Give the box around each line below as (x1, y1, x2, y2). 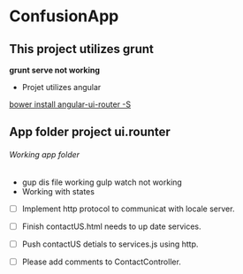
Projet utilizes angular (21, 82, 102, 92)
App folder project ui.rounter (9, 125, 171, 140)
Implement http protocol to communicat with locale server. (21, 203, 235, 214)
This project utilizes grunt (9, 42, 155, 57)
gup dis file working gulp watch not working (21, 177, 183, 187)
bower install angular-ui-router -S (9, 99, 132, 110)
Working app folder (9, 148, 80, 160)
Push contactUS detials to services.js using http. (21, 239, 199, 249)
